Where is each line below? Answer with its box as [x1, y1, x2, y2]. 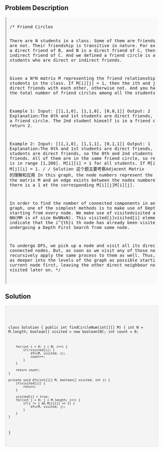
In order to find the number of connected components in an [9, 200, 156, 206]
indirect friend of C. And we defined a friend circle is [9, 52, 150, 58]
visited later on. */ [9, 267, 61, 273]
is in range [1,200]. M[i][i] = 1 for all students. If [9, 160, 146, 166]
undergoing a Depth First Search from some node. [9, 225, 130, 230]
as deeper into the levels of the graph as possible [9, 257, 138, 263]
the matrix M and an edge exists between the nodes [9, 177, 135, 183]
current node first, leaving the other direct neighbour [9, 262, 148, 268]
